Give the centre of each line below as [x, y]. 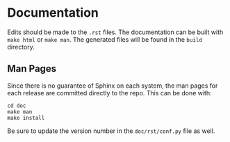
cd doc [17, 106]
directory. [21, 47]
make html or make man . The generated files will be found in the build [105, 39]
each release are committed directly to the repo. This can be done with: [109, 93]
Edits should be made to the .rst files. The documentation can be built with [115, 32]
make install [26, 118]
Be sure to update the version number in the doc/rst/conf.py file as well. [111, 131]
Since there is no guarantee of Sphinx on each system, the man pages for [113, 86]
